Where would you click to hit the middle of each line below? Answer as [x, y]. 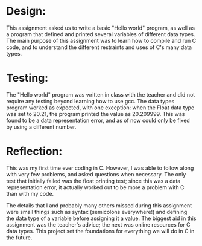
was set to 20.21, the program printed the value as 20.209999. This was [96, 114]
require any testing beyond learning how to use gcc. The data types [90, 101]
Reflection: [34, 151]
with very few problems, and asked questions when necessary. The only [96, 174]
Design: [26, 11]
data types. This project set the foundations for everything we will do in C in [100, 231]
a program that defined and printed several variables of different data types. [101, 34]
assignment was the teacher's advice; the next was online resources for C [98, 224]
